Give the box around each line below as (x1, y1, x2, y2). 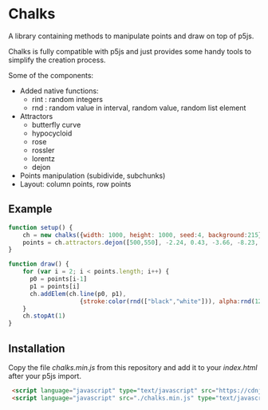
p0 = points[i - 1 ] (29, 275, 88, 283)
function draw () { (8, 260, 69, 268)
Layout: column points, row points (19, 179, 132, 188)
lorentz (31, 153, 56, 164)
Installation (8, 341, 65, 355)
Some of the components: (8, 70, 94, 80)
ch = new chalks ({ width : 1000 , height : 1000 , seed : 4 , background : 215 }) (22, 231, 266, 239)
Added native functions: (19, 85, 99, 96)
